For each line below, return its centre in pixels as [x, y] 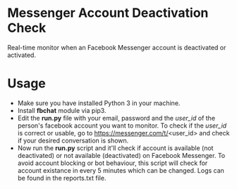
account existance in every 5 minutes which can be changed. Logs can [121, 170]
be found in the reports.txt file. [62, 178]
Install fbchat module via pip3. [62, 110]
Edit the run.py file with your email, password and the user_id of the [116, 118]
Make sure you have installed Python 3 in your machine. [99, 103]
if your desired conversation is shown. [73, 140]
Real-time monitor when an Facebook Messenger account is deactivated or [117, 47]
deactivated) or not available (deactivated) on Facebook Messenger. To [121, 155]
